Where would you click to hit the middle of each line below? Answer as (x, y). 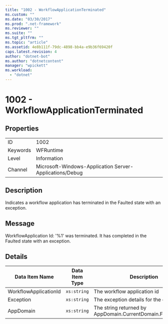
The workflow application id (126, 291)
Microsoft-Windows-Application (74, 166)
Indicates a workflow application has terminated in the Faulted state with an (83, 202)
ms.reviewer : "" (22, 28)
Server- (124, 166)
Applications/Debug (59, 172)
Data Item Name (34, 277)
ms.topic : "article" (27, 42)
